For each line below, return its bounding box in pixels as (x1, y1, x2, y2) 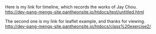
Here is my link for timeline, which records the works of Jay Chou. (5, 4, 138, 10)
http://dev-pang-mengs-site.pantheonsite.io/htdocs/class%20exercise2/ (5, 23, 151, 29)
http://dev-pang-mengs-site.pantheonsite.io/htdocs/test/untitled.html (5, 9, 144, 15)
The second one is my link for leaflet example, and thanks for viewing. (5, 19, 145, 24)
